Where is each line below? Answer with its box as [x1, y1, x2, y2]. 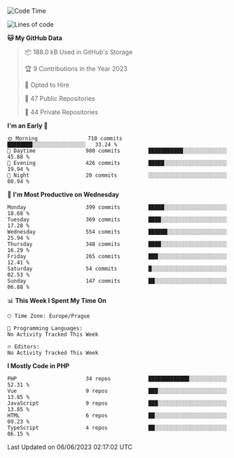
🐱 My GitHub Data [7, 34, 63, 42]
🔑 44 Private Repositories [24, 108, 98, 116]
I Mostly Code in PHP [7, 362, 70, 370]
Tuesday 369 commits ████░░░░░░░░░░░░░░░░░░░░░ [7, 216, 228, 223]
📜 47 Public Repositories [24, 95, 96, 102]
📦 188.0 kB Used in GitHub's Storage [24, 48, 133, 56]
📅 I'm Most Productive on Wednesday [7, 190, 119, 198]
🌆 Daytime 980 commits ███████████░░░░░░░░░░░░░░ [7, 147, 228, 154]
